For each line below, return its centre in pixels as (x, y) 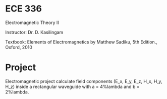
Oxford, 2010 (19, 47)
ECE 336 (23, 9)
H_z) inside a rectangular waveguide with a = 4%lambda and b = (72, 86)
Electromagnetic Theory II (32, 22)
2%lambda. (17, 92)
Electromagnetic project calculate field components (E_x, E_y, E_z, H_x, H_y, (84, 81)
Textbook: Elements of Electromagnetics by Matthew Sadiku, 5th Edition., (81, 42)
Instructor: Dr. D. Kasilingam (34, 32)
